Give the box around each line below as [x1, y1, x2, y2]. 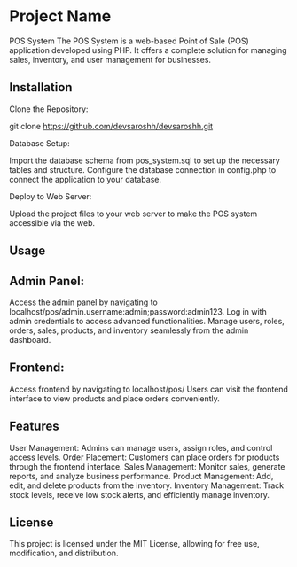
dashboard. [9, 334, 51, 345]
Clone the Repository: [9, 104, 89, 114]
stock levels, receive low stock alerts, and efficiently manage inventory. [9, 489, 270, 500]
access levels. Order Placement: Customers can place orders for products [9, 452, 280, 462]
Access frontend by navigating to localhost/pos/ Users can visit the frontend [9, 384, 288, 394]
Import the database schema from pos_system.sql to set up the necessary [9, 155, 281, 166]
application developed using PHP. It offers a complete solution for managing [9, 44, 287, 55]
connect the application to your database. [9, 174, 162, 184]
